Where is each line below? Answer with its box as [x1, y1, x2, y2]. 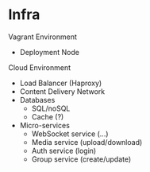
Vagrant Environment [8, 32, 78, 41]
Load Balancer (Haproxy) [19, 78, 102, 88]
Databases [19, 95, 56, 104]
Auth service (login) [31, 146, 97, 155]
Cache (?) [31, 111, 64, 121]
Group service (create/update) [31, 154, 132, 164]
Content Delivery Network [19, 86, 106, 96]
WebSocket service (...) [31, 129, 109, 139]
